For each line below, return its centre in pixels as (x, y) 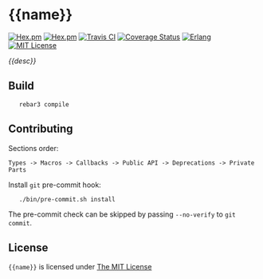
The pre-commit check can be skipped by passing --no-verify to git (122, 214)
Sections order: (33, 148)
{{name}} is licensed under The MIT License (80, 267)
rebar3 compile (44, 104)
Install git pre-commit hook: (55, 185)
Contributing (41, 129)
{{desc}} (22, 61)
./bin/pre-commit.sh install (67, 199)
